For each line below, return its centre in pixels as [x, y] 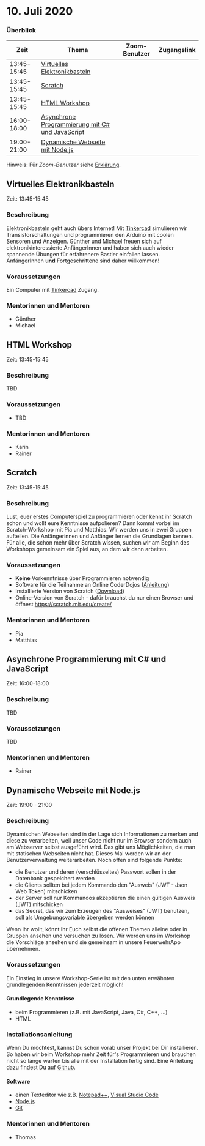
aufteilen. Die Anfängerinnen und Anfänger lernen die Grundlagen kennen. [100, 536]
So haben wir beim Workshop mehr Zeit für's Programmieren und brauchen [101, 1054]
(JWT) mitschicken [39, 904]
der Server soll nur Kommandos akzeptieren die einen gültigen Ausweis [105, 898]
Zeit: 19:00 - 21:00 [29, 805]
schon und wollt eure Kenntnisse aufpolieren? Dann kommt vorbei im [93, 523]
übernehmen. [23, 949]
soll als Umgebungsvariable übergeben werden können [85, 917]
